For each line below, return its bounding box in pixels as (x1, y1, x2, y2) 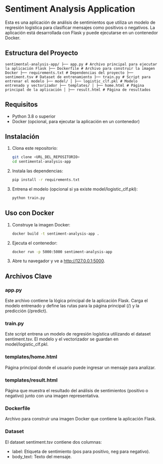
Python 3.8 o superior (12, 113, 56, 119)
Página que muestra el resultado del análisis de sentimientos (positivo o (5, 388, 148, 394)
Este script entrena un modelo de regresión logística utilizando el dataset (5, 331, 151, 337)
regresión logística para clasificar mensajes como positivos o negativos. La (5, 24, 155, 30)
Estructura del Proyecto (5, 49, 79, 57)
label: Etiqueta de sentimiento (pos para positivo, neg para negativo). (12, 448, 150, 454)
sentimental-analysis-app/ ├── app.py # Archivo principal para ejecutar (5, 62, 158, 66)
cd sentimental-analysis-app (12, 159, 71, 164)
